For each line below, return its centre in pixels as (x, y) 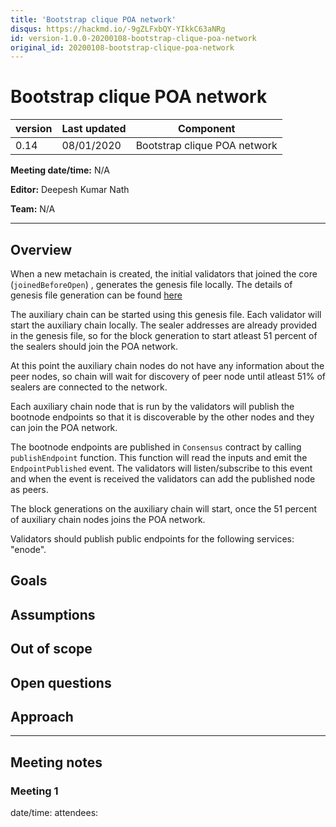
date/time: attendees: (54, 813)
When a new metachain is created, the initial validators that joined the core (164, 274)
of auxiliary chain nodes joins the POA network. (108, 519)
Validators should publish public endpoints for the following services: (152, 539)
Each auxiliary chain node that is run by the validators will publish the (152, 406)
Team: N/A (33, 209)
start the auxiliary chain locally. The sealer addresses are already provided (163, 325)
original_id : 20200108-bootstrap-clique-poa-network (122, 47)
